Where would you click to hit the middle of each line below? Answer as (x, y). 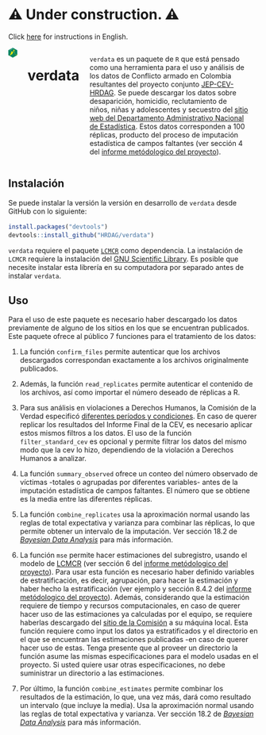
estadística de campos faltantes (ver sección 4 (166, 143)
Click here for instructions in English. (68, 37)
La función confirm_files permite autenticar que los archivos (120, 352)
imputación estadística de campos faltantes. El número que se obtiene (135, 491)
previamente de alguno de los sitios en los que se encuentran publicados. (129, 328)
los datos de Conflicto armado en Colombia (160, 75)
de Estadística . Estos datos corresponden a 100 (167, 126)
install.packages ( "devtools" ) (58, 227)
